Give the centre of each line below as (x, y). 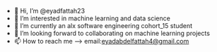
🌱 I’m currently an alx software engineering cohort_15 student (103, 26)
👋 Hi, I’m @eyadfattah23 (49, 11)
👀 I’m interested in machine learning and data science (92, 18)
